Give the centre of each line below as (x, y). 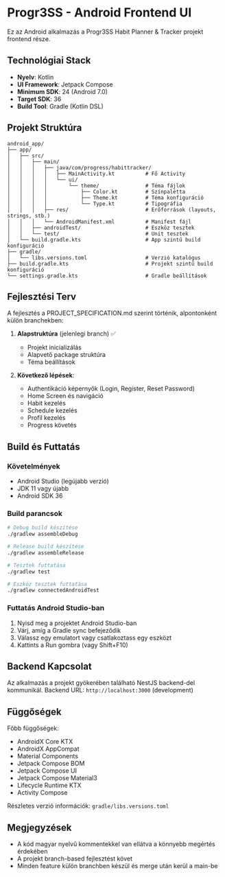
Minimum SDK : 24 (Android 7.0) (62, 91)
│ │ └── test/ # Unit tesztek (98, 234)
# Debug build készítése (43, 528)
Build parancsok (35, 513)
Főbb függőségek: (33, 728)
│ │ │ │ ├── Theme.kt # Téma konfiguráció (106, 198)
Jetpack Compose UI (47, 771)
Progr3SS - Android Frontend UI (99, 13)
